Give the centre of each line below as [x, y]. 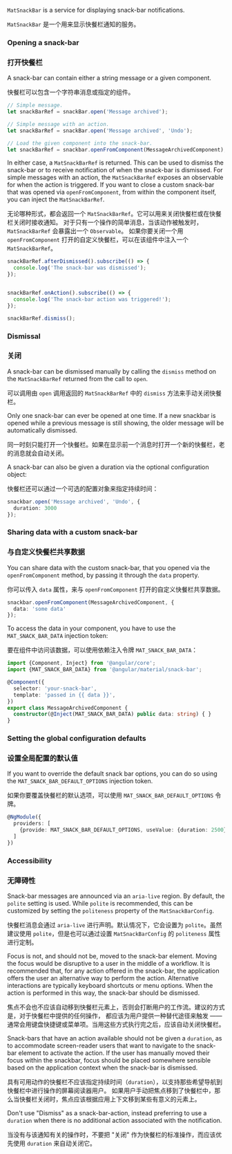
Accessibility [30, 861]
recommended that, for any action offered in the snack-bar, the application [113, 971]
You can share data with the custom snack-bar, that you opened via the [109, 567]
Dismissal [24, 336]
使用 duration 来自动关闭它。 [55, 1143]
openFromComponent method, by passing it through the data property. [103, 575]
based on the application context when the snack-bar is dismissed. [103, 1068]
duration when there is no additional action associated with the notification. [115, 1120]
